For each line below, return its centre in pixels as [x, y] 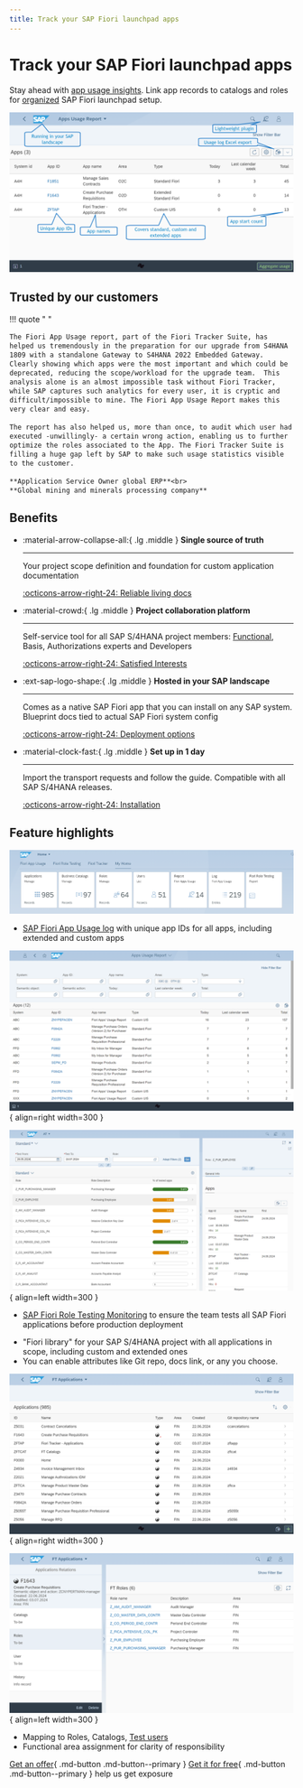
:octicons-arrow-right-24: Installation [91, 805]
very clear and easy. [50, 409]
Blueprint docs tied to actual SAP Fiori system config [120, 716]
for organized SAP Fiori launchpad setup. [86, 99]
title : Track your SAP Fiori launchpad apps [94, 19]
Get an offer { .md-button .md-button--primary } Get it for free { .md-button [147, 1765]
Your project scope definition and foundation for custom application [148, 565]
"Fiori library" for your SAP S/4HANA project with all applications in [147, 1342]
